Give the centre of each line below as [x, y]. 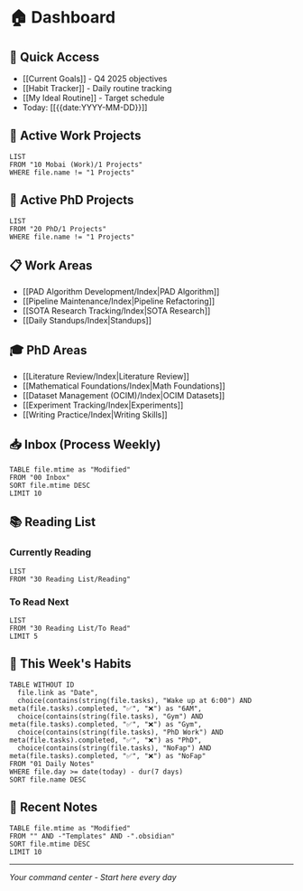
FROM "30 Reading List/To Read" [70, 629]
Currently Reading [50, 552]
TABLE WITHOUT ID [42, 685]
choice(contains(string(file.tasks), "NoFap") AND [115, 748]
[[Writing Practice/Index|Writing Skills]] [95, 415]
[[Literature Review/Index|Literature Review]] [106, 377]
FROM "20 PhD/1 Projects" [58, 229]
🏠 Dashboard [62, 18]
